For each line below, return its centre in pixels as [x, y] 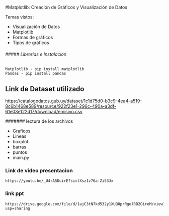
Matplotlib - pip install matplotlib [45, 69]
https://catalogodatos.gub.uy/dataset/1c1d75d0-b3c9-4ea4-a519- [74, 101]
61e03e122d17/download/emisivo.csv [44, 112]
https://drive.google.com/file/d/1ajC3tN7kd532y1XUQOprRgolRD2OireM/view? [85, 204]
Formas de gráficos [33, 37]
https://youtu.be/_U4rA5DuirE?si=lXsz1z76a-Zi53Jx [59, 181]
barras [19, 147]
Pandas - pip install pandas [36, 74]
